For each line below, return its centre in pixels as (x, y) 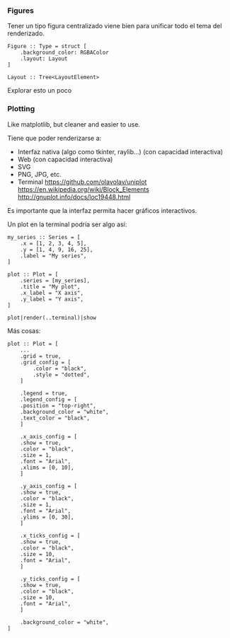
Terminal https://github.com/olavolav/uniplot (82, 182)
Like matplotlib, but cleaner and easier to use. (74, 124)
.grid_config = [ (46, 362)
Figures (21, 11)
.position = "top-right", (58, 405)
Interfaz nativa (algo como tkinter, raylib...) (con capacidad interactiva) (120, 151)
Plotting (21, 109)
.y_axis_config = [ (49, 486)
